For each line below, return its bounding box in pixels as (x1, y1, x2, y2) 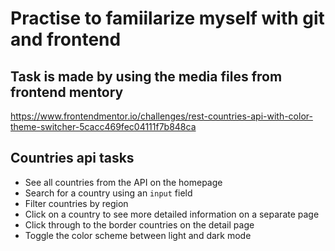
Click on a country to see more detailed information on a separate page (24, 208, 320, 220)
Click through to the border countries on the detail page (24, 218, 255, 231)
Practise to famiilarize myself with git (10, 7, 325, 30)
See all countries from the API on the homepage (24, 176, 223, 188)
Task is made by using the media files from (10, 68, 283, 85)
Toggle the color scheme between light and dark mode (24, 229, 252, 241)
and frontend (10, 28, 122, 51)
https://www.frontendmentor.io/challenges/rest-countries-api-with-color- (10, 110, 313, 122)
